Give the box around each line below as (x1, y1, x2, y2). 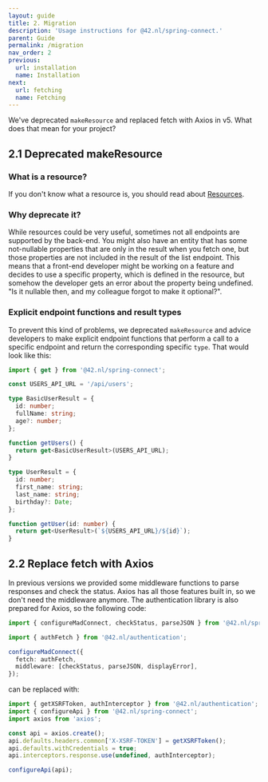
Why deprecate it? (8, 209, 81, 220)
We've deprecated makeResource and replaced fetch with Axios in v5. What (8, 115, 253, 125)
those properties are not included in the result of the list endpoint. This (8, 253, 241, 262)
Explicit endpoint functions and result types (8, 307, 182, 318)
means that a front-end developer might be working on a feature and (8, 261, 235, 271)
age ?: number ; (15, 417, 62, 425)
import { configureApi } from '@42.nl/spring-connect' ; (8, 708, 198, 716)
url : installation (15, 64, 77, 72)
